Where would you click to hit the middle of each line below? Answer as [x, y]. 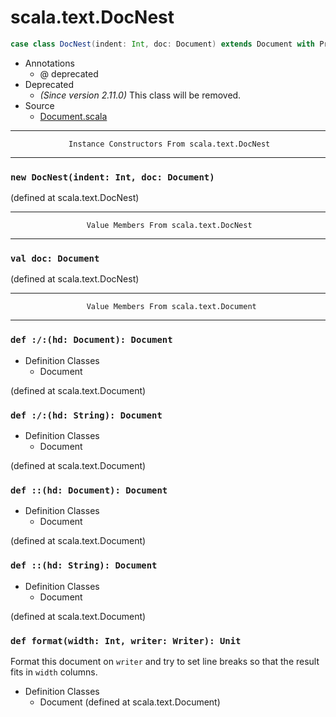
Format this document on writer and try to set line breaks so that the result [165, 661]
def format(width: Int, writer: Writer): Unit [126, 640]
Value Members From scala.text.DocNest [169, 226]
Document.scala [73, 116]
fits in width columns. [54, 672]
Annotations [49, 63]
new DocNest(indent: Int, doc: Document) [112, 177]
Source [39, 105]
